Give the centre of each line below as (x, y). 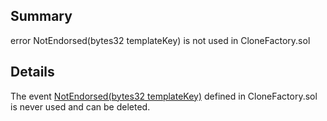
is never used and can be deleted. (80, 106)
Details (32, 72)
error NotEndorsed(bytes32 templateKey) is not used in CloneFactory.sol (160, 40)
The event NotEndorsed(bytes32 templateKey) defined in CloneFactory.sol (164, 96)
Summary (41, 16)
